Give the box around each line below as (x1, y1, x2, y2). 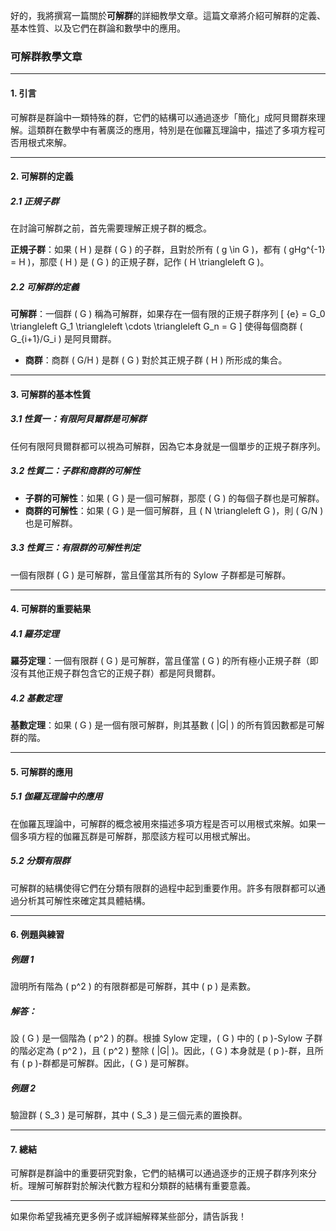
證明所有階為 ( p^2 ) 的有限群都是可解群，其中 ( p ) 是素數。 (10, 980, 257, 993)
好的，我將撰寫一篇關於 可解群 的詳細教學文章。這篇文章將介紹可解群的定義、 (10, 10, 326, 21)
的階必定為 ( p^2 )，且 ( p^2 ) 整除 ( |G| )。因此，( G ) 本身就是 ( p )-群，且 (10, 1045, 315, 1057)
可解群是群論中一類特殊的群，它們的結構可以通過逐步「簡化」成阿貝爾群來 (10, 111, 317, 123)
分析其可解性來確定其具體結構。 (18, 894, 151, 906)
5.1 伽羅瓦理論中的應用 (10, 790, 103, 803)
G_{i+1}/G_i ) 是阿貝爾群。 (10, 333, 117, 345)
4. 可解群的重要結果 (10, 603, 92, 615)
